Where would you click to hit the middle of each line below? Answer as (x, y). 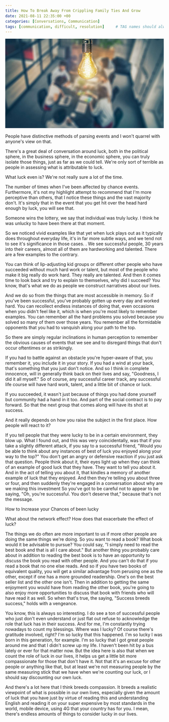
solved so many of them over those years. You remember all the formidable (83, 322)
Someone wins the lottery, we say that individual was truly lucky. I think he (82, 218)
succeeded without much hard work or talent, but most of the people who (82, 269)
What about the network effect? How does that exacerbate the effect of (79, 519)
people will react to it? (28, 425)
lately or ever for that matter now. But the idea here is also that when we (80, 651)
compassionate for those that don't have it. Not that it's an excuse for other (83, 661)
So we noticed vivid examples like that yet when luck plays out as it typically (84, 233)
